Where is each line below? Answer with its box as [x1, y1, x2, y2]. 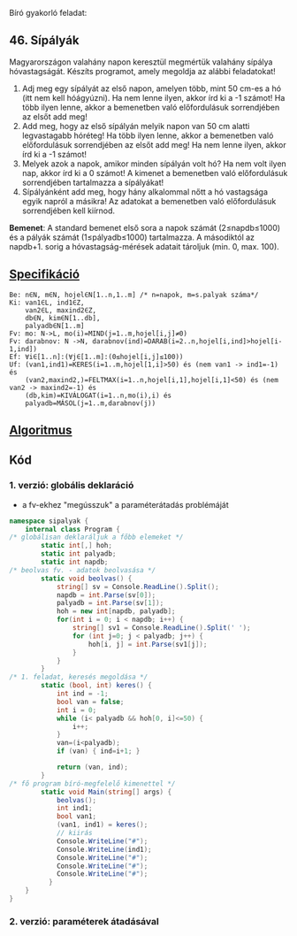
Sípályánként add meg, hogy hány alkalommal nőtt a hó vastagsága [21, 186, 268, 197]
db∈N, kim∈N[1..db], [25, 313, 101, 322]
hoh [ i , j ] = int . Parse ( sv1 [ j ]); [88, 640, 208, 648]
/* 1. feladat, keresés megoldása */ [9, 672, 148, 682]
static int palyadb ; [41, 549, 117, 558]
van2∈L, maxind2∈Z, [25, 305, 97, 315]
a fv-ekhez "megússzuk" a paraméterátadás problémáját [21, 499, 230, 510]
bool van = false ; [56, 697, 125, 706]
